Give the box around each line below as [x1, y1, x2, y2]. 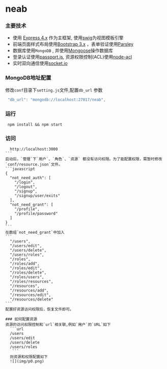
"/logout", [14, 184, 38, 189]
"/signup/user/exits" [14, 193, 60, 199]
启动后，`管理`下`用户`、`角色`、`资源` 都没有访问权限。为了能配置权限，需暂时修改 [5, 157, 162, 162]
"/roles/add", [10, 261, 40, 266]
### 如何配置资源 [5, 317, 37, 322]
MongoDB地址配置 [5, 75, 51, 82]
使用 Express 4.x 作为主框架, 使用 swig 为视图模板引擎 [12, 35, 124, 41]
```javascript [5, 166, 36, 171]
